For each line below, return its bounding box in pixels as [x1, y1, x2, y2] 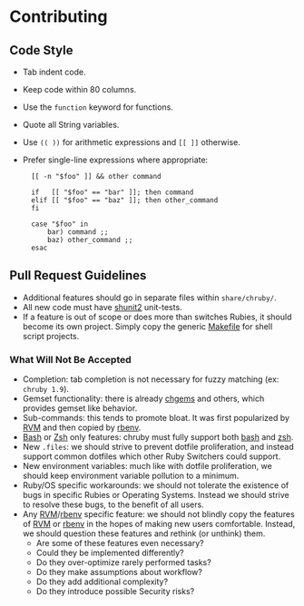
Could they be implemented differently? [35, 547, 184, 559]
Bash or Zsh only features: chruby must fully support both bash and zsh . [22, 432, 294, 443]
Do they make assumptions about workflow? [35, 567, 202, 578]
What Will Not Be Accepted [9, 353, 132, 366]
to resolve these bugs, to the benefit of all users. [22, 499, 204, 510]
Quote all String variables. [22, 120, 120, 130]
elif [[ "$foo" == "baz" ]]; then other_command [31, 196, 219, 205]
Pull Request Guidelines [9, 268, 147, 283]
